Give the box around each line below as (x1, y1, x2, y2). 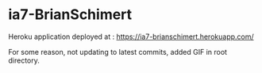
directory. (8, 56, 40, 65)
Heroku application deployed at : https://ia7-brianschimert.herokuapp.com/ (8, 32, 254, 41)
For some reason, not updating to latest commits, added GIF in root (8, 47, 228, 56)
